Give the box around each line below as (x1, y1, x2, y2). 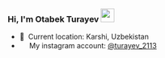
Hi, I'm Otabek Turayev (7, 13, 99, 24)
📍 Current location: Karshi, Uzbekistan (19, 32, 149, 42)
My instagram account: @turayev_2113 (28, 41, 157, 51)
